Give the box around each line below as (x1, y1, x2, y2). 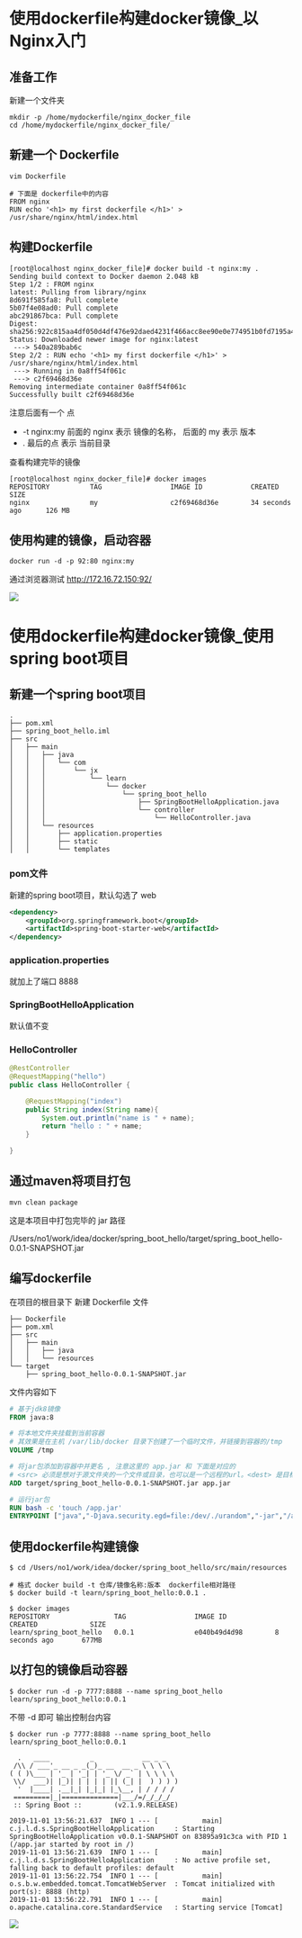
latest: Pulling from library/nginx (9, 287, 147, 297)
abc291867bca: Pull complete (9, 311, 119, 320)
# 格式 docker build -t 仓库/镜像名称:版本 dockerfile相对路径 (9, 1581, 236, 1590)
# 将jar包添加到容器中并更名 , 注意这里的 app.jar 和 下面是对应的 (9, 1462, 236, 1471)
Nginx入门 (9, 31, 87, 51)
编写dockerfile (9, 1271, 93, 1286)
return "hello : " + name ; (41, 1122, 143, 1131)
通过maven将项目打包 (9, 1174, 131, 1189)
